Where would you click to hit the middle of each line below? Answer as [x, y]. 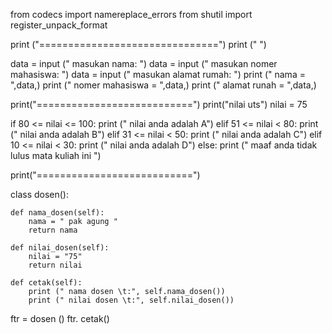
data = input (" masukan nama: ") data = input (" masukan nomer [144, 63]
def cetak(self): [46, 283]
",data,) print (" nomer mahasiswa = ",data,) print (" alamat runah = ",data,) [163, 85]
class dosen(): [40, 194]
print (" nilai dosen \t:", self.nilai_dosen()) [131, 300]
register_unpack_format [59, 25]
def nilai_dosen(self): [60, 248]
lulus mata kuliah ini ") [56, 155]
